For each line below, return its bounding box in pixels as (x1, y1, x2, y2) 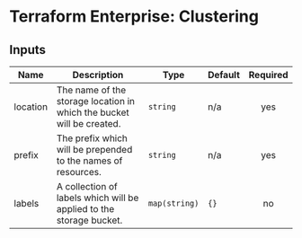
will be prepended (56, 144, 133, 155)
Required (248, 69, 289, 81)
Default (208, 69, 241, 81)
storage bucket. (56, 214, 123, 226)
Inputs (9, 42, 47, 57)
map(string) (147, 198, 200, 208)
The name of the (56, 84, 127, 96)
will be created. (56, 118, 121, 129)
